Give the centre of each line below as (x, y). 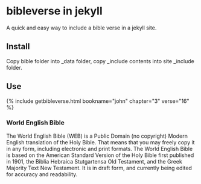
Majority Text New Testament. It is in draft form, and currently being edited (99, 168)
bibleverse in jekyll (54, 11)
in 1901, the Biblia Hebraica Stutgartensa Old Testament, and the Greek (94, 161)
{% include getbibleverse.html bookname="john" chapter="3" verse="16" (98, 101)
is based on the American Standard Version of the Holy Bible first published (100, 155)
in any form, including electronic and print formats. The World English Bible (100, 149)
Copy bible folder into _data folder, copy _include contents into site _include (100, 61)
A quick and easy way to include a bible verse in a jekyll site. (81, 28)
